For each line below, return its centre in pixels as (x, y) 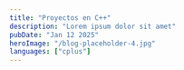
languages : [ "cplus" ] (50, 52)
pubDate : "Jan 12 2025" (54, 35)
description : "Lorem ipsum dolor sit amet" (93, 26)
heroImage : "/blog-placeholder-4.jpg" (82, 43)
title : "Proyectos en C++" (60, 18)
